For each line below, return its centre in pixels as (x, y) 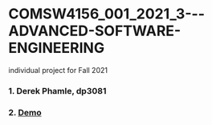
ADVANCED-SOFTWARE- (95, 31)
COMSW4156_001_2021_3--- (106, 14)
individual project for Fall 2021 (58, 70)
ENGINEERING (57, 48)
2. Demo (25, 112)
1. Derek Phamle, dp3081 (57, 91)
